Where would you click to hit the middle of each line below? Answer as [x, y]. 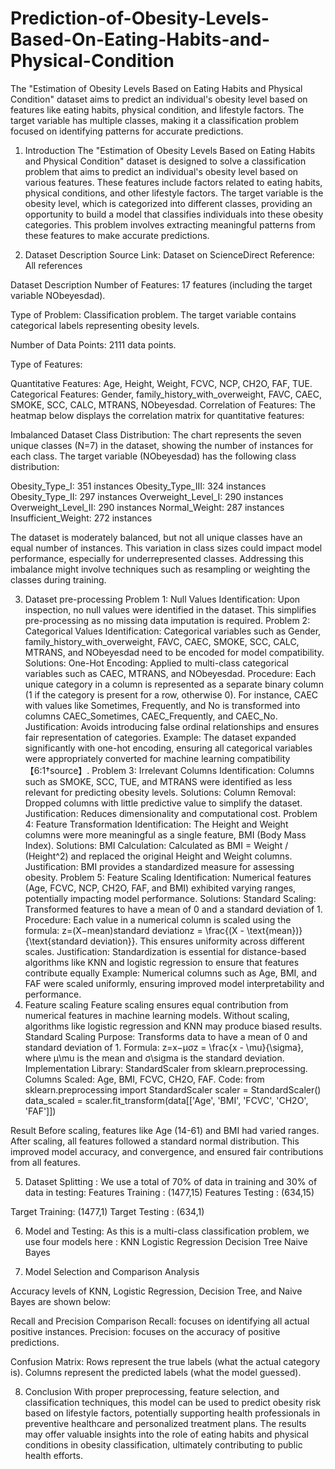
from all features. [45, 1162]
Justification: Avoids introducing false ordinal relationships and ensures [172, 726]
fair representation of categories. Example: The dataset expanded [160, 737]
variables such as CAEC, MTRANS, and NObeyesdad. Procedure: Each [170, 673]
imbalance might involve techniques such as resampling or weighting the [160, 569]
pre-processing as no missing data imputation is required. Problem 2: [167, 620]
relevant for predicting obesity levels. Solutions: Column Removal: [160, 792]
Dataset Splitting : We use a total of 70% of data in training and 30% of [171, 1181]
